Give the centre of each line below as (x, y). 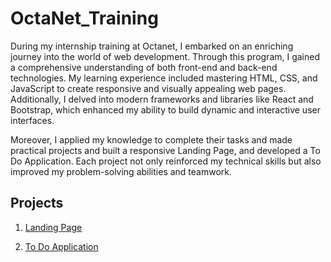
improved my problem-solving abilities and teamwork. (121, 171)
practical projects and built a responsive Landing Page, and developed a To (165, 150)
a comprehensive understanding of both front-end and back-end (144, 67)
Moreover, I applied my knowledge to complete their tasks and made (151, 139)
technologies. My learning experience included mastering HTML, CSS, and (164, 78)
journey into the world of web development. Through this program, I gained (165, 56)
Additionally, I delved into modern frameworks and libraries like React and (162, 99)
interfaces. (32, 120)
